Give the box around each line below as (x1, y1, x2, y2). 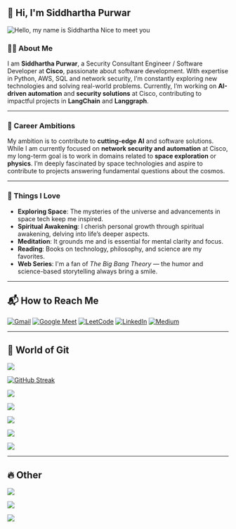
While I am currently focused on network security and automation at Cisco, (7, 144, 228, 153)
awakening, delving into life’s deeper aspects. (17, 230, 150, 238)
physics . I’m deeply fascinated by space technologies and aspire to (7, 159, 204, 168)
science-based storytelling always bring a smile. (17, 267, 158, 275)
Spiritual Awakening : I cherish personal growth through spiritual (17, 222, 204, 230)
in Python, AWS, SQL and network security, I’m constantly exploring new (7, 75, 218, 83)
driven (7, 89, 27, 98)
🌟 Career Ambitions (7, 121, 76, 131)
